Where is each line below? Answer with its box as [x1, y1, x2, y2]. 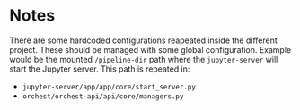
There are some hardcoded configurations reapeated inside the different [9, 35, 278, 46]
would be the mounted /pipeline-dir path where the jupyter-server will [9, 54, 278, 64]
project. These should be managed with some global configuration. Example [9, 44, 292, 55]
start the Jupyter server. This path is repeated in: [9, 63, 190, 74]
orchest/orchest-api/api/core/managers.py [22, 91, 184, 101]
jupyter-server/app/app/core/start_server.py [22, 82, 196, 91]
